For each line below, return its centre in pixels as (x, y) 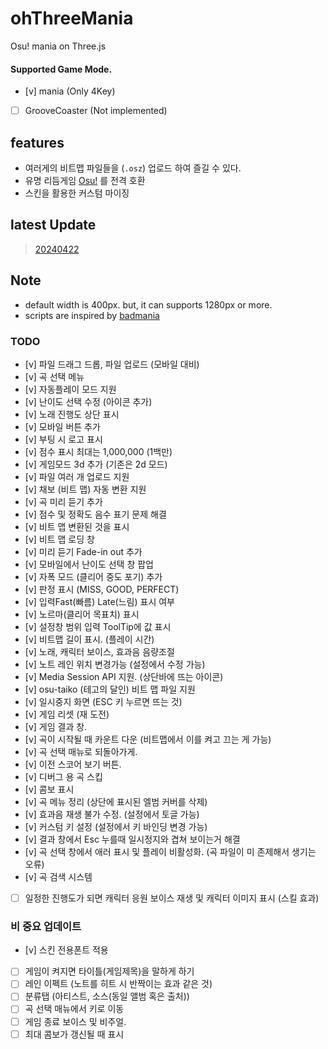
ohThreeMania (72, 18)
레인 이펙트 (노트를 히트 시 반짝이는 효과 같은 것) (118, 984)
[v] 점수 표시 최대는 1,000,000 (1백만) (98, 451)
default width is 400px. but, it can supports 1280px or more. (148, 304)
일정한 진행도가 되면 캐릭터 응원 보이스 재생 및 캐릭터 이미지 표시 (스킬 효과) (172, 898)
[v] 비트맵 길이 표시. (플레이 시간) (89, 639)
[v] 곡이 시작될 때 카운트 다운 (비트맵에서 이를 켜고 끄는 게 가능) (148, 739)
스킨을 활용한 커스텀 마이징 (77, 193)
